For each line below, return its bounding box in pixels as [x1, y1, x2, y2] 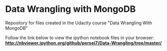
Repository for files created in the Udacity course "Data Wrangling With [5, 20, 152, 26]
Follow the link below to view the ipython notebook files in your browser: [5, 35, 154, 41]
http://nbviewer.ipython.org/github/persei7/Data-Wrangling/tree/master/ [5, 40, 162, 46]
